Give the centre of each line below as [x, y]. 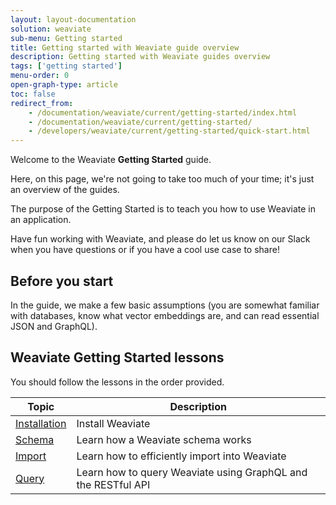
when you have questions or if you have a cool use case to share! [145, 250]
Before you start [62, 281]
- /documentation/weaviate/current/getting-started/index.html [163, 112]
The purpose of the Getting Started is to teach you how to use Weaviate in [163, 209]
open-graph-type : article [64, 85]
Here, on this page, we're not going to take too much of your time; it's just [162, 179]
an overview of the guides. [65, 190]
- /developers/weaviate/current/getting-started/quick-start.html [169, 131]
